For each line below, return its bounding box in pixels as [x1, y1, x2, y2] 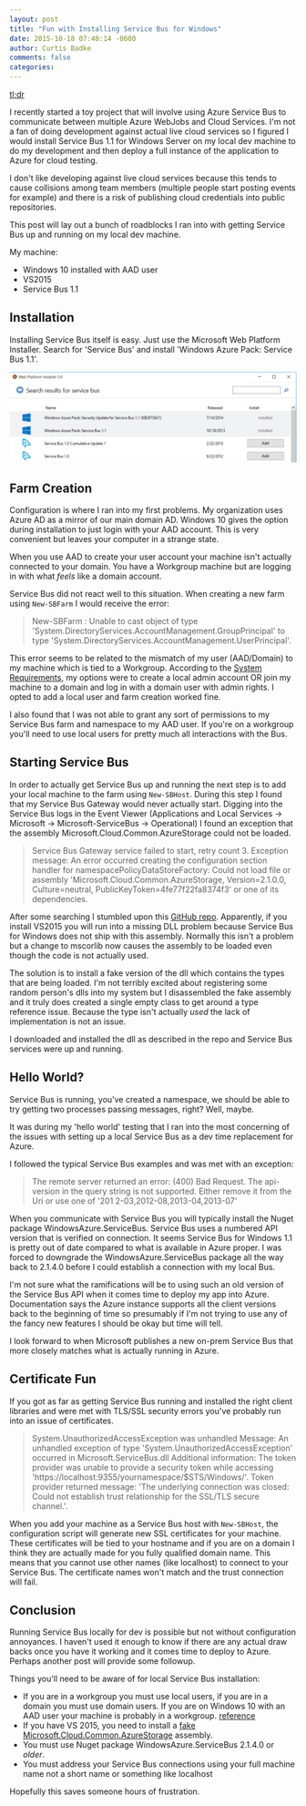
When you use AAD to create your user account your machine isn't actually [9, 551, 292, 562]
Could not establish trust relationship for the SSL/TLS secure [31, 1491, 260, 1502]
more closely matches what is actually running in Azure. [9, 1345, 219, 1356]
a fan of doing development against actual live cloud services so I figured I [9, 126, 290, 137]
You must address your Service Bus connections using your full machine [22, 1759, 296, 1770]
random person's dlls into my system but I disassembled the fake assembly [9, 987, 291, 998]
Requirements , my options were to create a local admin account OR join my [9, 672, 291, 683]
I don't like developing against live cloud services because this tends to [9, 173, 278, 183]
